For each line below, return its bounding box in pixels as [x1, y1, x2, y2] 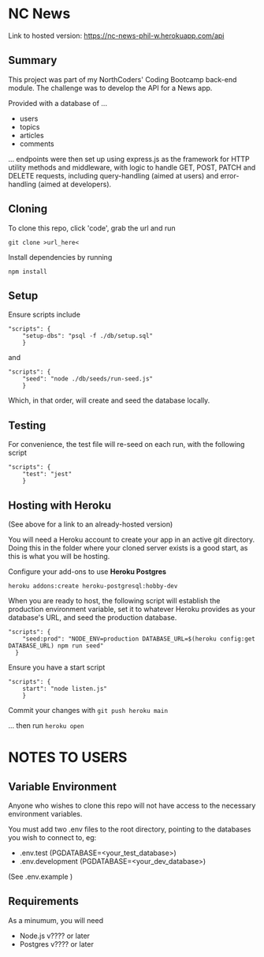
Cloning [8, 202, 48, 216]
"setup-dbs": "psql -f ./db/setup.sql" [22, 332, 154, 340]
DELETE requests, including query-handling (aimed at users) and [8, 171, 219, 180]
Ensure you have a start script [8, 662, 106, 672]
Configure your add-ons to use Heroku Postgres [8, 567, 167, 576]
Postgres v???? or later [19, 939, 95, 948]
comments [19, 139, 54, 148]
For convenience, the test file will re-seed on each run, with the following [8, 440, 245, 449]
